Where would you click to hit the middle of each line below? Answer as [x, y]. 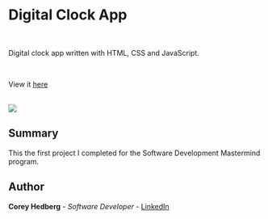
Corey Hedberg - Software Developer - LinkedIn [89, 206]
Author [26, 187]
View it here [28, 84]
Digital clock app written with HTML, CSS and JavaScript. [104, 53]
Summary [33, 134]
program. [24, 161]
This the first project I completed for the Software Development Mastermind [134, 153]
